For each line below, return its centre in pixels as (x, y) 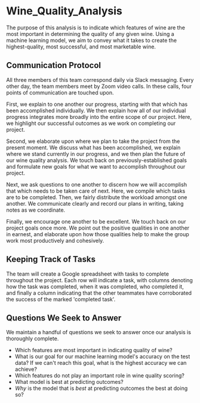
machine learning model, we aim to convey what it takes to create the (92, 40)
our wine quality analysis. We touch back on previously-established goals (96, 160)
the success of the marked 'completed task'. (61, 299)
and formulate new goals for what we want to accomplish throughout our (96, 166)
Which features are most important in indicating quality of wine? (93, 350)
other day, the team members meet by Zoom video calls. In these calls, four (99, 86)
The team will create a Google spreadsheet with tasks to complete (87, 274)
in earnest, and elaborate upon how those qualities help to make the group (98, 234)
